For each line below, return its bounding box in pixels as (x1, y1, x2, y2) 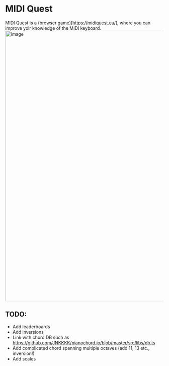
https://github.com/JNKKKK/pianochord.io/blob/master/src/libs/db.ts (12, 339, 155, 346)
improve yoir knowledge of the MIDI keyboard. (5, 25, 102, 31)
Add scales (12, 355, 36, 361)
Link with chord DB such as (12, 334, 69, 340)
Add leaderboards (12, 324, 50, 330)
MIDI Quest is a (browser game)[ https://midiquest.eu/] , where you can (5, 20, 151, 26)
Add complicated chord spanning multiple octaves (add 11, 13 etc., (12, 345, 150, 351)
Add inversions (12, 329, 44, 335)
